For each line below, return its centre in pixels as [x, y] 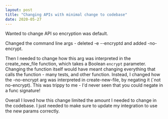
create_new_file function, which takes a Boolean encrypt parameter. [76, 64]
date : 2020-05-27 [23, 19]
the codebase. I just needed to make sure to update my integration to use [81, 106]
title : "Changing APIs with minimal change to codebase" [66, 15]
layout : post [19, 10]
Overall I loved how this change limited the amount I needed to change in [81, 100]
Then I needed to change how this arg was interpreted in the [68, 58]
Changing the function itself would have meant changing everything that [80, 69]
